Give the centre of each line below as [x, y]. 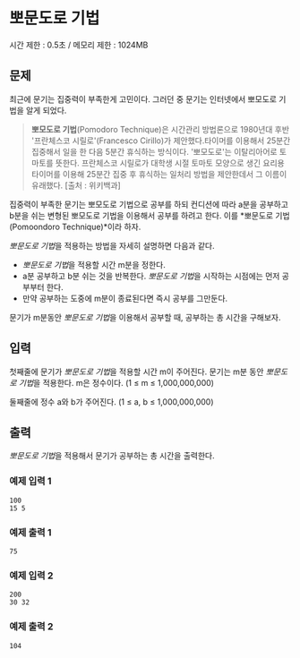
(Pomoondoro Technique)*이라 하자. [75, 226]
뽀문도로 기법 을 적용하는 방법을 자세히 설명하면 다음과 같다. [112, 245]
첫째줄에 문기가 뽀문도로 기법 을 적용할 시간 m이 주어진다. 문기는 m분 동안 [137, 372]
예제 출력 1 [30, 532]
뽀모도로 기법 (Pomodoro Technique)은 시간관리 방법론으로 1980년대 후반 [160, 129]
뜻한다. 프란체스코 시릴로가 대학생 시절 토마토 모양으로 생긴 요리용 [170, 163]
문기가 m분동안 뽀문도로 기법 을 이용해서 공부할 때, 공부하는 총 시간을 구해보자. [145, 317]
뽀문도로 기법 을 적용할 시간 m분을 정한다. [94, 264]
